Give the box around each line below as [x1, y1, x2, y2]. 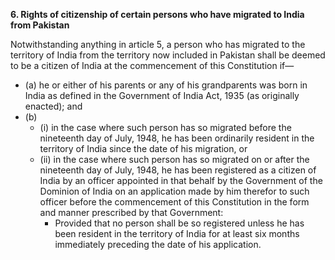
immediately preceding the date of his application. [54, 239, 262, 250]
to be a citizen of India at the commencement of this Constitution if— [10, 60, 295, 71]
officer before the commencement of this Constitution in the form [39, 196, 310, 208]
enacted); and [24, 100, 83, 112]
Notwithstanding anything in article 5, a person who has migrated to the [10, 39, 306, 50]
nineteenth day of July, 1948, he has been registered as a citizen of [39, 164, 317, 176]
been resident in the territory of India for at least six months [54, 228, 300, 239]
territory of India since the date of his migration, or [39, 143, 248, 154]
